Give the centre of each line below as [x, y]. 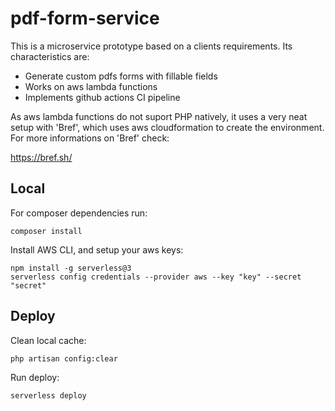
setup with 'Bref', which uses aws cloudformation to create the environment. [167, 127]
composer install [46, 231]
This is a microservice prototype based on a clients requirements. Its [151, 46]
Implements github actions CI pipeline [102, 97]
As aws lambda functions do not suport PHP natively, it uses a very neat [159, 116]
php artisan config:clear [64, 358]
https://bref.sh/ [41, 157]
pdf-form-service [85, 18]
